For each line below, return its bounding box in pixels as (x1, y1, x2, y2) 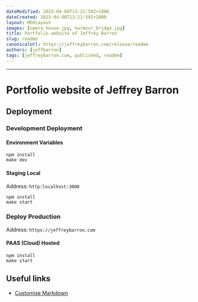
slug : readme (6, 36, 38, 42)
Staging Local (6, 169, 41, 177)
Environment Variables (6, 139, 64, 146)
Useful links (6, 274, 51, 284)
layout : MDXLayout (6, 19, 51, 25)
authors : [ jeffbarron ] (6, 47, 62, 53)
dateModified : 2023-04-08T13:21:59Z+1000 (6, 8, 110, 15)
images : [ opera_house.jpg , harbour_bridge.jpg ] (6, 25, 126, 31)
